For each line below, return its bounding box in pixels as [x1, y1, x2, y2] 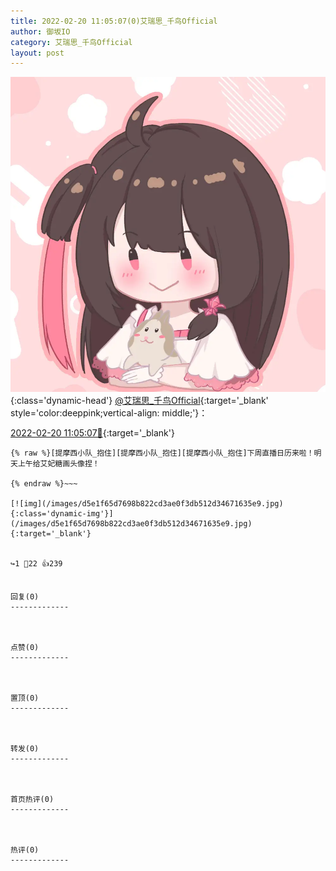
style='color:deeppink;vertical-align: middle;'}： [10, 407, 208, 419]
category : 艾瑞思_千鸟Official [10, 37, 133, 47]
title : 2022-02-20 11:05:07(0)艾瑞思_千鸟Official [10, 16, 218, 26]
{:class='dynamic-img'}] [10, 509, 114, 519]
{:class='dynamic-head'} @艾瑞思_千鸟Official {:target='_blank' [10, 395, 269, 407]
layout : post [10, 48, 65, 58]
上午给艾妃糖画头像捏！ [17, 459, 100, 469]
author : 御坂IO [10, 26, 71, 37]
